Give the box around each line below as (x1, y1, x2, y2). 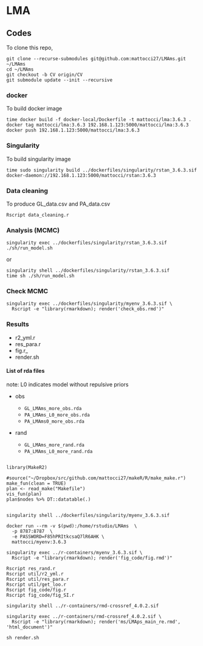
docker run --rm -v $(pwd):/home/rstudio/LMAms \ (6, 523, 137, 529)
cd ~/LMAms (6, 66, 34, 72)
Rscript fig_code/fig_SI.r (6, 592, 75, 598)
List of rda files (6, 367, 45, 375)
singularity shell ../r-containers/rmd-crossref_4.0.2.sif (6, 603, 159, 609)
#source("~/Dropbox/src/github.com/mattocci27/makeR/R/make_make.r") (6, 475, 187, 481)
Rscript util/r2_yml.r (6, 571, 64, 577)
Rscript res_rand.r (6, 565, 56, 572)
